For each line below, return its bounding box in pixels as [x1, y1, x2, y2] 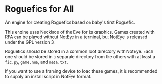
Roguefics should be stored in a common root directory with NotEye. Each [5, 49, 154, 54]
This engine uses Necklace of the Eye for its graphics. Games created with [5, 29, 155, 34]
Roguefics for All [5, 3, 74, 15]
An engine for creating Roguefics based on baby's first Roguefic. [5, 19, 135, 25]
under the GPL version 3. [5, 39, 55, 45]
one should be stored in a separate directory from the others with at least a [5, 53, 156, 59]
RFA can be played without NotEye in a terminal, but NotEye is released [5, 34, 148, 40]
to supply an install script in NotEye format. [5, 73, 91, 79]
